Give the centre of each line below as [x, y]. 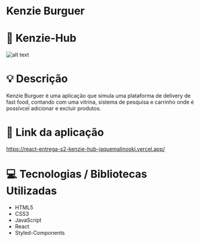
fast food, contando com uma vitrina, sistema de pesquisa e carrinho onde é [100, 102]
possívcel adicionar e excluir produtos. [54, 108]
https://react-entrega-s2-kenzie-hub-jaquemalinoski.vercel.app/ [86, 149]
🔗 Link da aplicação [55, 133]
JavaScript [28, 220]
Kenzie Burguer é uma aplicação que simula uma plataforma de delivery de [99, 96]
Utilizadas [32, 191]
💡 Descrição [37, 79]
